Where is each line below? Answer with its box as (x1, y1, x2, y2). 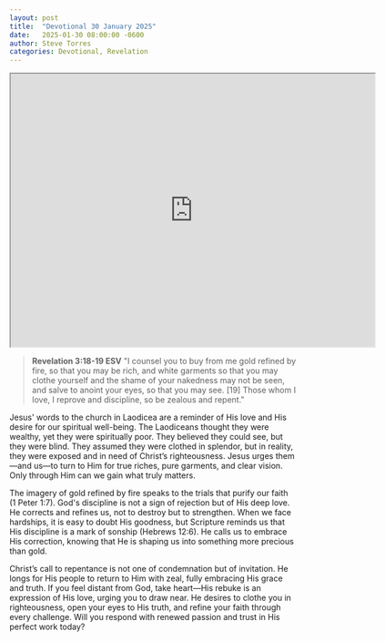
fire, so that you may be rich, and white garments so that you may (31, 365, 279, 376)
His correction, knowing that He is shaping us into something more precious (9, 536, 294, 547)
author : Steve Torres (9, 38, 92, 48)
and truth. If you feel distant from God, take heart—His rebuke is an (9, 583, 261, 594)
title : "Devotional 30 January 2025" (9, 22, 157, 31)
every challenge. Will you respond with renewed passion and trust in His (9, 612, 280, 623)
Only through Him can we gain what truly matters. (9, 470, 196, 481)
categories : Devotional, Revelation (9, 47, 148, 56)
